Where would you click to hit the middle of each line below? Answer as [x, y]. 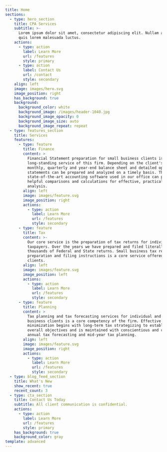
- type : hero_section [32, 19]
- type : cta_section [31, 395]
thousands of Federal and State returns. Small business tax [92, 251]
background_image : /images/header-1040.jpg [64, 112]
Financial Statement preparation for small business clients [92, 158]
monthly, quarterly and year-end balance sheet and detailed [92, 168]
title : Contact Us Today [40, 400]
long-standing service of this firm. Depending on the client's [95, 163]
